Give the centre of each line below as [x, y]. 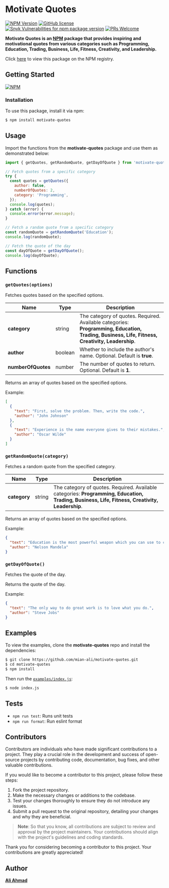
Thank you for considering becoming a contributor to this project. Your [78, 847]
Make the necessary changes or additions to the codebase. [74, 795]
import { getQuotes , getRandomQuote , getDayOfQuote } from [68, 162]
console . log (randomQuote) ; [33, 237]
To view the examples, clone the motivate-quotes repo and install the [77, 645]
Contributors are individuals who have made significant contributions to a [81, 749]
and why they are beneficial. [42, 817]
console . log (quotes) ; [32, 204]
